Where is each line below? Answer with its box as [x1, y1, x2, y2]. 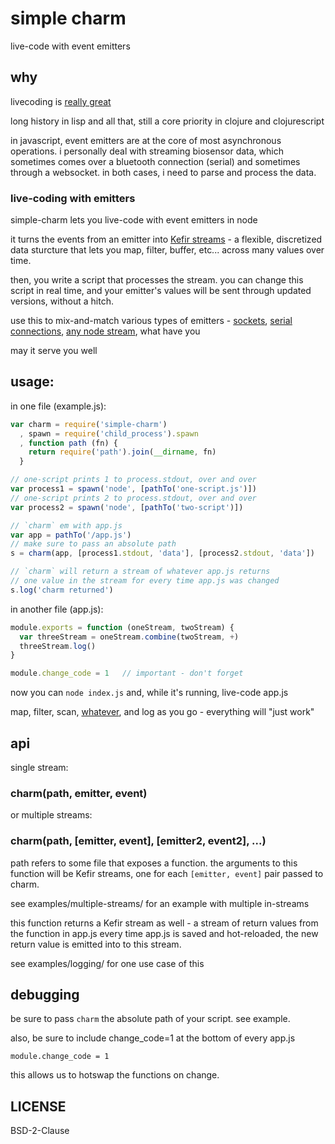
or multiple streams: [10, 809, 93, 821]
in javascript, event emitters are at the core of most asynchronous [10, 134, 282, 146]
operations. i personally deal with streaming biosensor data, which [10, 145, 284, 157]
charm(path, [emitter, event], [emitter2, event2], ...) [10, 834, 267, 848]
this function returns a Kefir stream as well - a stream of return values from [10, 917, 319, 929]
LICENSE [10, 1098, 67, 1115]
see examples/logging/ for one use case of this [10, 957, 205, 969]
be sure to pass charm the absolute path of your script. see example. [10, 1013, 291, 1025]
